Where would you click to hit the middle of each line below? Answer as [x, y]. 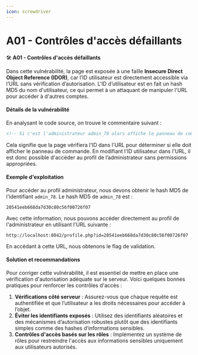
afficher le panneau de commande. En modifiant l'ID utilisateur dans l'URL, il [98, 151]
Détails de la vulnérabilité [38, 110]
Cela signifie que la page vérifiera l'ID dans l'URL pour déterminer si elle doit [99, 144]
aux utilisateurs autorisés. [46, 347]
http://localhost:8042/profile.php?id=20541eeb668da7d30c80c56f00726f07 [97, 235]
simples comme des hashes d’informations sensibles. [80, 328]
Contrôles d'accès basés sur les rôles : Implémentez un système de [98, 334]
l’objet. [23, 310]
